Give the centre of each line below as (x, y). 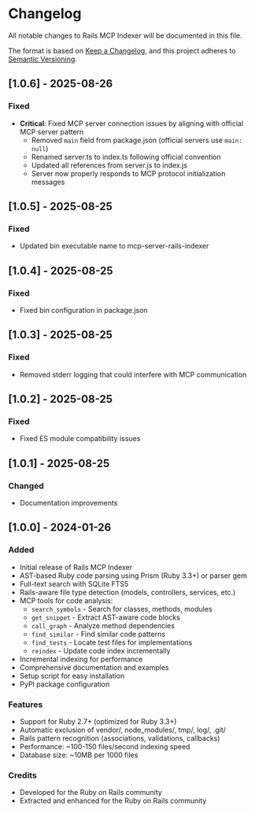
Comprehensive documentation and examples (94, 667)
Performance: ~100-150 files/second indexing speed (105, 747)
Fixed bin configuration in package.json (83, 310)
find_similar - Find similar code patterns (98, 634)
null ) (40, 148)
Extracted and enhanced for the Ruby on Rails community (113, 801)
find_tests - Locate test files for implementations (112, 642)
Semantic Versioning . (42, 59)
